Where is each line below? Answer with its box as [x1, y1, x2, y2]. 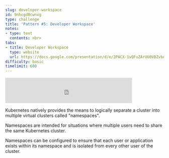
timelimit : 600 [5, 64, 37, 69]
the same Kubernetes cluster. [5, 128, 66, 134]
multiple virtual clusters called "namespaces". [5, 113, 100, 119]
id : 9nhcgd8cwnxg [5, 12, 42, 17]
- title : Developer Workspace [5, 45, 69, 50]
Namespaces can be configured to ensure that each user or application [5, 137, 153, 144]
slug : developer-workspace [5, 7, 62, 13]
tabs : [5, 40, 17, 45]
